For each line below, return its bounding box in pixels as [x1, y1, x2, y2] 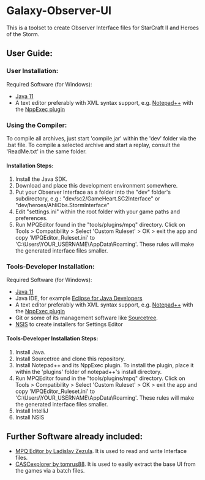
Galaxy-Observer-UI [6, 4, 112, 18]
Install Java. [15, 348, 46, 356]
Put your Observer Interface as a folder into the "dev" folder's [15, 188, 171, 196]
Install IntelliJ [15, 407, 49, 414]
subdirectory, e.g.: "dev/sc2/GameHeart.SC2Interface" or [15, 195, 160, 202]
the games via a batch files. [15, 467, 85, 474]
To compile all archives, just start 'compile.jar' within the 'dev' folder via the [6, 134, 197, 142]
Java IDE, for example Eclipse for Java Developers [15, 295, 143, 302]
